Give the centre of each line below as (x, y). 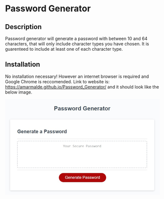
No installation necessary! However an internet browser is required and (77, 76)
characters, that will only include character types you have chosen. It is (77, 44)
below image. (19, 92)
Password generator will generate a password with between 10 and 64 (76, 38)
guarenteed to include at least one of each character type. (64, 49)
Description (23, 27)
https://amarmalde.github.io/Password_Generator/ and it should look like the (82, 87)
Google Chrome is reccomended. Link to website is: (57, 81)
